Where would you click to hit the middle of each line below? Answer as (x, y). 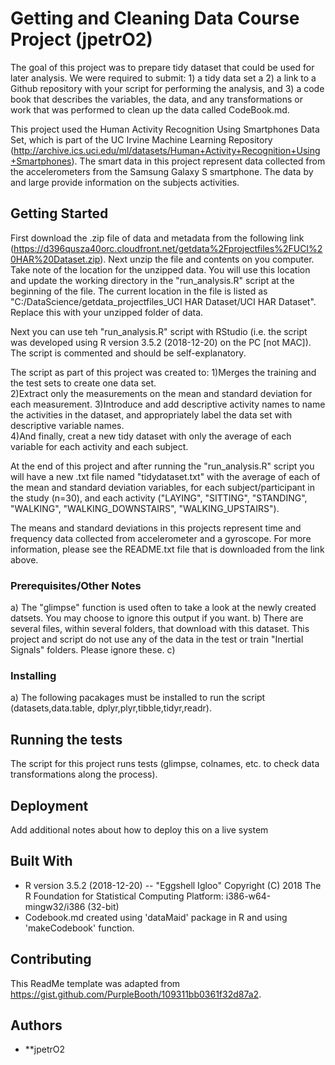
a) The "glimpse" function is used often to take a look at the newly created (163, 608)
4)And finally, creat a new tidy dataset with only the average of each (151, 436)
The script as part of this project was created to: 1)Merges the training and (163, 372)
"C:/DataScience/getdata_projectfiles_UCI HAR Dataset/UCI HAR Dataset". (163, 301)
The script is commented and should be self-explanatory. (128, 353)
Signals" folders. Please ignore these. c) (93, 650)
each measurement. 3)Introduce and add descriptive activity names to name (168, 404)
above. (24, 559)
